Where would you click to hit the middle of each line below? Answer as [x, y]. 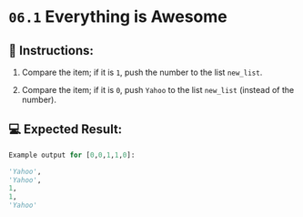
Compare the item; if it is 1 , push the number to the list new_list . [142, 72]
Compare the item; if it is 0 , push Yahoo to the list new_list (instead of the [158, 90]
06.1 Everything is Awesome [118, 17]
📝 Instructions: [51, 51]
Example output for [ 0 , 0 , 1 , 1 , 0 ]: [72, 155]
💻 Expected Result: [66, 129]
